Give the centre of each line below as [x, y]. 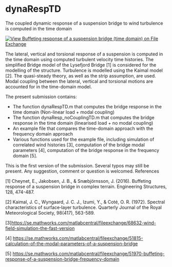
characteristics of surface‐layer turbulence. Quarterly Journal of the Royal [83, 207]
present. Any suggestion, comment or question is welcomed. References [82, 171]
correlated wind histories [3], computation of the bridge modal [79, 145]
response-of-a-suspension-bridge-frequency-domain [62, 259]
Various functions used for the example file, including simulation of [83, 139]
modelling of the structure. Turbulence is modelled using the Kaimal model [84, 70]
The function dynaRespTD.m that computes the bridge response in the [87, 106]
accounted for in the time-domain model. [49, 87]
